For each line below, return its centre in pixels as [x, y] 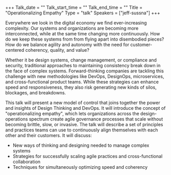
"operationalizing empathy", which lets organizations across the [72, 113]
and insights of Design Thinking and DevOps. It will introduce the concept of [86, 108]
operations [17, 119]
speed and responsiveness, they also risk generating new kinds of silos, [81, 87]
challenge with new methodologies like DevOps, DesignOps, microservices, [85, 76]
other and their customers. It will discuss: [48, 135]
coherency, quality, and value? [57, 50]
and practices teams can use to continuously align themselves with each [82, 130]
